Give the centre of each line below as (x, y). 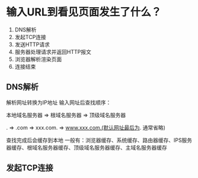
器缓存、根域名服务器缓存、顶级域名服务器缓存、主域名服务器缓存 (87, 147)
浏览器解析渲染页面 (38, 59)
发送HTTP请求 (32, 44)
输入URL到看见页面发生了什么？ (84, 12)
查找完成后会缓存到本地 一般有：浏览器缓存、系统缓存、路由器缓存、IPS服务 (99, 140)
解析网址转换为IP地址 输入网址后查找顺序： (59, 102)
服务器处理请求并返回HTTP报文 (53, 51)
